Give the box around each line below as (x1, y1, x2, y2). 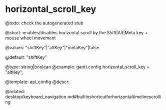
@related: (5, 88, 25, 94)
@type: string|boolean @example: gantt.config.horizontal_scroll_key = (5, 64, 150, 70)
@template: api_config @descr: (5, 79, 70, 85)
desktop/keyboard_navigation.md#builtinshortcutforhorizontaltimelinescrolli (5, 94, 161, 100)
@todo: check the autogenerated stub (5, 20, 83, 26)
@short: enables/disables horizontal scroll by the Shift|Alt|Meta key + (5, 29, 148, 35)
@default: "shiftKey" (5, 54, 47, 60)
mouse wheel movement (5, 35, 56, 41)
